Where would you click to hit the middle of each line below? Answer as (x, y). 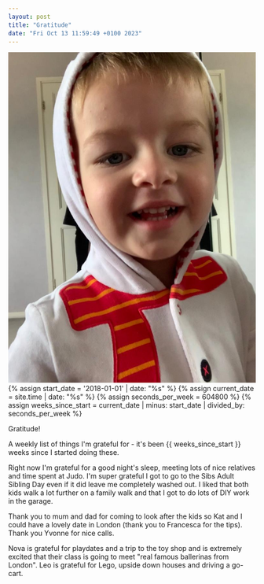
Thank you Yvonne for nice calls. (61, 533)
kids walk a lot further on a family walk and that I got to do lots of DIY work (129, 493)
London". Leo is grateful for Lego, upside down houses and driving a (119, 565)
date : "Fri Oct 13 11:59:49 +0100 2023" (75, 33)
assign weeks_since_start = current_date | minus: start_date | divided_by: (126, 405)
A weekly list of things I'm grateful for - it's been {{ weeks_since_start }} (125, 444)
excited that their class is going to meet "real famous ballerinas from (119, 557)
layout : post (29, 17)
